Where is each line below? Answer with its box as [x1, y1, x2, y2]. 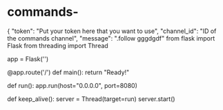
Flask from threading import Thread [7, 41, 108, 49]
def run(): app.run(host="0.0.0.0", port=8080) [7, 81, 138, 89]
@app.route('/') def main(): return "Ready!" [7, 68, 130, 76]
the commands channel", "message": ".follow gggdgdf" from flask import [7, 34, 215, 42]
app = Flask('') [7, 54, 49, 63]
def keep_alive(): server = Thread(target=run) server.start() [7, 94, 175, 103]
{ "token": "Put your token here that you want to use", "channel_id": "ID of [7, 27, 217, 35]
